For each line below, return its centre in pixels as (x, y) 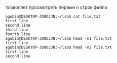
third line (17, 30)
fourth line (18, 34)
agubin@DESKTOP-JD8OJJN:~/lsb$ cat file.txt (53, 17)
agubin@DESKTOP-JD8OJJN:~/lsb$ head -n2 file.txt (59, 47)
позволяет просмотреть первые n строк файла (56, 7)
